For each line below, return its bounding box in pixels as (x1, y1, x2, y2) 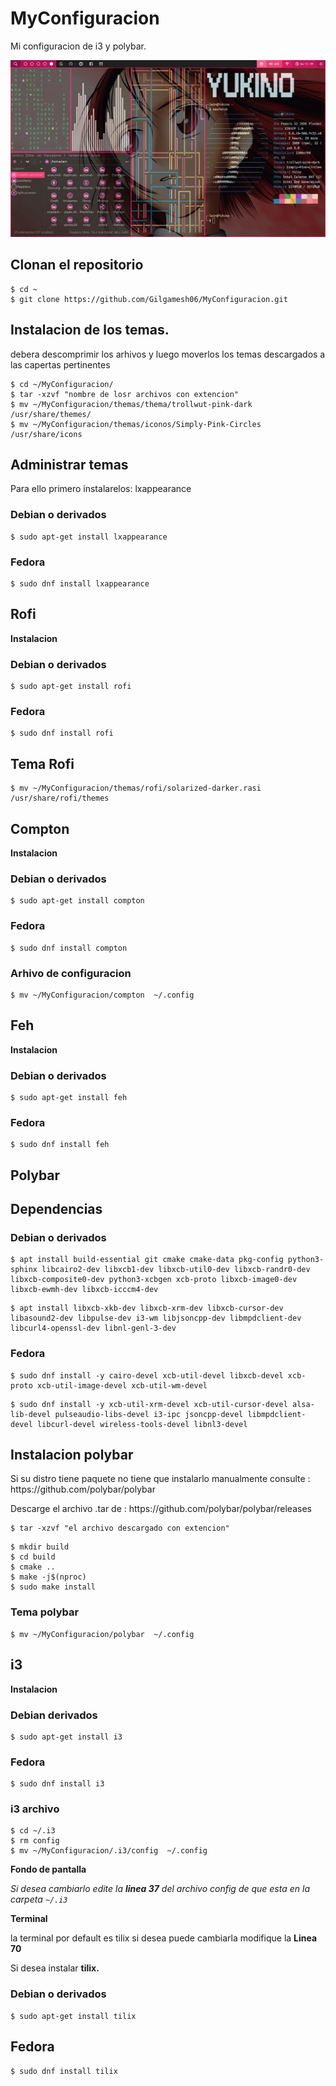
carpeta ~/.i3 (10, 1893, 68, 1906)
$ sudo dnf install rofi (10, 728, 114, 739)
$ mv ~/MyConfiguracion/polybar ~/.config (10, 1629, 195, 1639)
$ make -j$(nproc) (10, 1572, 87, 1582)
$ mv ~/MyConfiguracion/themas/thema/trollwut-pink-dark (10, 399, 253, 409)
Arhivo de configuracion (10, 966, 132, 980)
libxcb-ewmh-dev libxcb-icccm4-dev (10, 1285, 159, 1295)
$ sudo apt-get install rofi (10, 682, 132, 692)
